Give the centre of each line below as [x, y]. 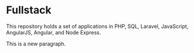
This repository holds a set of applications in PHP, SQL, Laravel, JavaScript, [97, 26]
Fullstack [29, 10]
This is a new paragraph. [36, 44]
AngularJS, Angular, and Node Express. [54, 32]
